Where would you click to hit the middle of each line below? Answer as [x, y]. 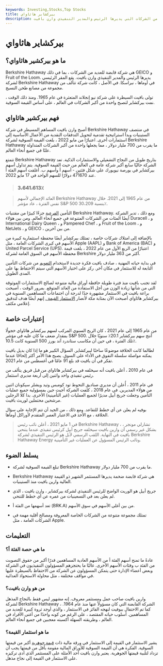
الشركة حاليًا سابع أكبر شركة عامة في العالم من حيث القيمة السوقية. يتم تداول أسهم [81, 165]
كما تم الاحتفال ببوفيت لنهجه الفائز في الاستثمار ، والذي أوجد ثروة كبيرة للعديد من [78, 609]
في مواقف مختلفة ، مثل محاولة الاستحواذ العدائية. [50, 575]
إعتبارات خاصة [25, 319]
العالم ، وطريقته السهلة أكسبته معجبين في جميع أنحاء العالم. [59, 620]
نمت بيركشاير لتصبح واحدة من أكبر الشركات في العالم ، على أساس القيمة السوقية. [80, 102]
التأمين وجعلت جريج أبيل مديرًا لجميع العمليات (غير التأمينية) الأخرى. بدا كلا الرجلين [79, 395]
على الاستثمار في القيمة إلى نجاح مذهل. [41, 658]
